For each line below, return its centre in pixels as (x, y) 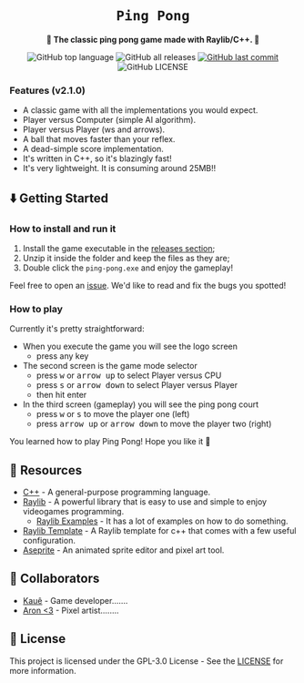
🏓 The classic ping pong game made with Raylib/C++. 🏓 (153, 39)
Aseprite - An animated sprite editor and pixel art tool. (123, 550)
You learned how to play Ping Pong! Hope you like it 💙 (110, 442)
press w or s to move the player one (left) (113, 414)
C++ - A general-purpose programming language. (117, 492)
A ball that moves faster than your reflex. (99, 139)
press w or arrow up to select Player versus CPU (129, 375)
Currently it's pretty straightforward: (77, 329)
